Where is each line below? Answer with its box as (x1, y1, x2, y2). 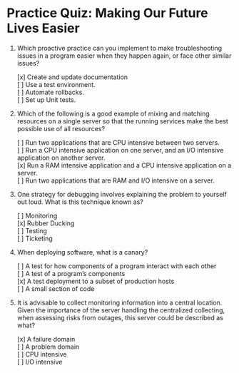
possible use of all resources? (16, 124, 105, 133)
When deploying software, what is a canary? (16, 247, 148, 256)
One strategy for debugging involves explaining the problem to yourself (16, 190, 228, 198)
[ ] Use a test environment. (16, 80, 96, 88)
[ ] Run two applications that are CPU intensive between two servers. (16, 138, 220, 147)
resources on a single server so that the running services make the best (16, 116, 229, 126)
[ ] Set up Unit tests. (16, 95, 76, 104)
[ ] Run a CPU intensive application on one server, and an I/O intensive (16, 145, 224, 154)
